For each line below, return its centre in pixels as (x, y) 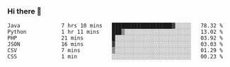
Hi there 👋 (25, 11)
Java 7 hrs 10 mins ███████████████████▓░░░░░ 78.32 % (115, 26)
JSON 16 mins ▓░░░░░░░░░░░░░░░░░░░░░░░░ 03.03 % (115, 44)
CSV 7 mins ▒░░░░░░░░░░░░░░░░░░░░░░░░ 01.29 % (115, 51)
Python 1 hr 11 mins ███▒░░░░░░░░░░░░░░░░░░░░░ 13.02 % (115, 32)
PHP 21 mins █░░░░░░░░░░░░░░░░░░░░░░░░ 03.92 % (115, 38)
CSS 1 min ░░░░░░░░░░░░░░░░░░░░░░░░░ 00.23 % (115, 57)
